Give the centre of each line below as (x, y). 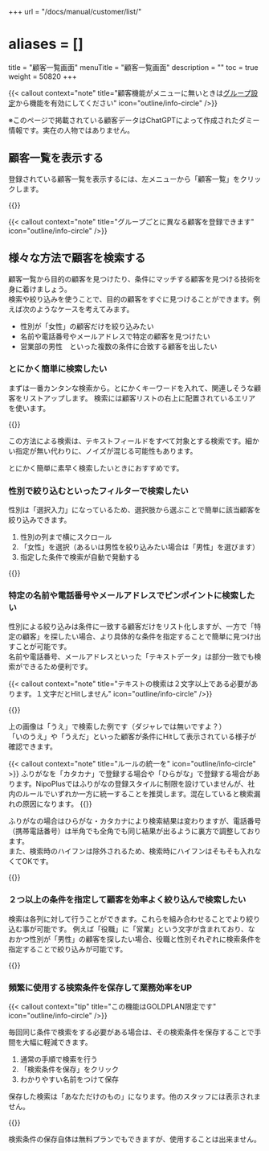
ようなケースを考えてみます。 (85, 309)
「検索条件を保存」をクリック (69, 1070)
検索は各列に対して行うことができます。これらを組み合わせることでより (127, 919)
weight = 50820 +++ (43, 76)
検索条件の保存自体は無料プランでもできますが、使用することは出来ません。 (134, 1139)
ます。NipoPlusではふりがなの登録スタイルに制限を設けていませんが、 (131, 784)
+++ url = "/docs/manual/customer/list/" (75, 12)
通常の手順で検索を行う (59, 1059)
